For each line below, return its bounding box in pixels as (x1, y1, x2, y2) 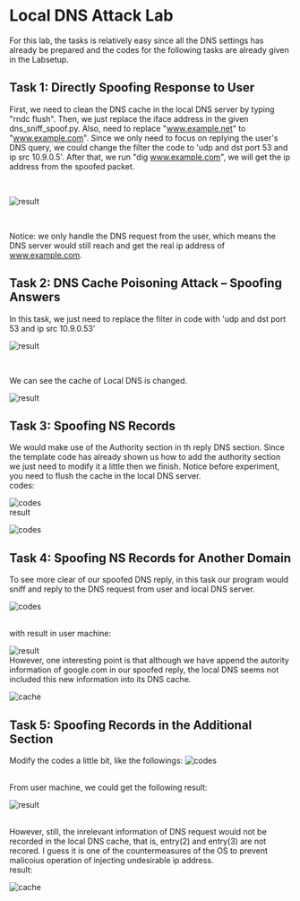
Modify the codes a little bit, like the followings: (9, 755, 184, 766)
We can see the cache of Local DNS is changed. (9, 375, 188, 386)
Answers (9, 290, 61, 305)
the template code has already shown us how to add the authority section (9, 452, 281, 463)
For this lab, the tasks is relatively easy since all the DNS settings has (9, 35, 264, 46)
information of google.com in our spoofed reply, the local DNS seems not (9, 664, 279, 675)
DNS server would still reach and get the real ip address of (9, 239, 226, 251)
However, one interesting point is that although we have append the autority (9, 655, 289, 666)
